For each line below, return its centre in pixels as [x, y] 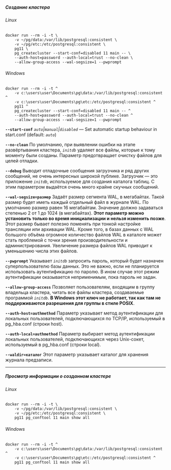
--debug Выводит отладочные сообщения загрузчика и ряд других [77, 170]
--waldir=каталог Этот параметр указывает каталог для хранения [77, 354]
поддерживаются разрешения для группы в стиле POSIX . [70, 303]
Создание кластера [27, 7]
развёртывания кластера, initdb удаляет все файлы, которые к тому [80, 150]
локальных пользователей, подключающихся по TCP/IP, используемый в [85, 318]
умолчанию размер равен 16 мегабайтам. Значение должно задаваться [84, 207]
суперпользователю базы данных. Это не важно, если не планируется [82, 266]
